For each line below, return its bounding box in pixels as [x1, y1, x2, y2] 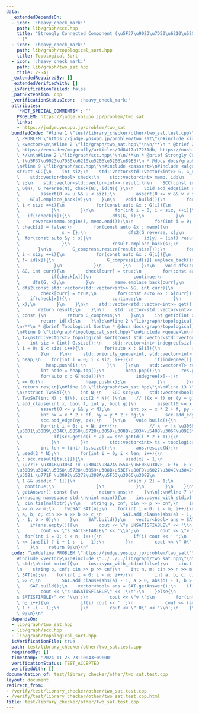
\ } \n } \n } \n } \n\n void [17, 263, 176, 269]
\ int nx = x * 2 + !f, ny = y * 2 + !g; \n [17, 412, 145, 418]
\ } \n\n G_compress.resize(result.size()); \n [17, 246, 166, 252]
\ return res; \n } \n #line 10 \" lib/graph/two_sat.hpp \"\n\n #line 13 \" [17, 384, 195, 390]
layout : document [6, 677, 49, 683]
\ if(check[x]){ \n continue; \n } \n [17, 296, 182, 302]
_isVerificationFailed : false [11, 86, 86, 92]
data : [6, 8, 20, 15]
